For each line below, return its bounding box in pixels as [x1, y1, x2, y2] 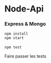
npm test [4, 45, 22, 50]
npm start [4, 36, 24, 40]
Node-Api [4, 3, 44, 14]
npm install [4, 31, 28, 37]
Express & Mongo [4, 21, 46, 27]
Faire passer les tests [4, 53, 46, 59]
